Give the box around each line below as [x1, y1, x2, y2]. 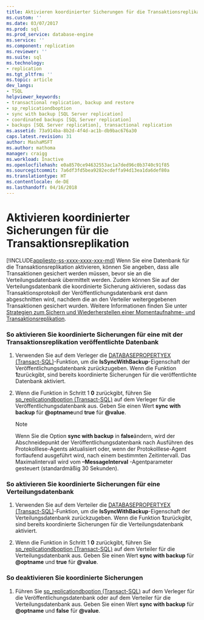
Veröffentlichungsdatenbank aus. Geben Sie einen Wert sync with [15, 402, 181, 409]
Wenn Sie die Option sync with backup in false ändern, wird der [15, 432, 175, 439]
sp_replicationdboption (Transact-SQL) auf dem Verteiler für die [15, 546, 175, 553]
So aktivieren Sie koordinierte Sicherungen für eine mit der [6, 330, 183, 339]
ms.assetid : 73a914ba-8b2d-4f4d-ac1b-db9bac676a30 [6, 128, 137, 134]
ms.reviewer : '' [6, 49, 47, 55]
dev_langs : [6, 83, 34, 89]
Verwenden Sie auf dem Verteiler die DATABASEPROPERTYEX [15, 501, 171, 509]
